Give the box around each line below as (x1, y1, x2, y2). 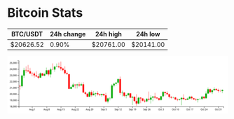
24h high (95, 30, 123, 38)
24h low (135, 30, 160, 38)
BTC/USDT (11, 30, 43, 38)
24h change (50, 30, 86, 38)
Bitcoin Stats (7, 5, 83, 21)
